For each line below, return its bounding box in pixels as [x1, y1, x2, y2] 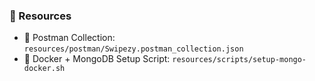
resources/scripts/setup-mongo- [172, 55, 307, 65]
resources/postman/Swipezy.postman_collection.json [23, 44, 244, 54]
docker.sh [23, 64, 66, 74]
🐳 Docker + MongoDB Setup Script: [23, 53, 171, 65]
